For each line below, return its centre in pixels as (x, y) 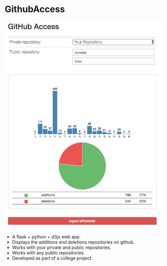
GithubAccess (35, 9)
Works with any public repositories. (48, 253)
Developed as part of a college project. (52, 258)
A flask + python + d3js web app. (46, 237)
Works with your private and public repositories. (61, 247)
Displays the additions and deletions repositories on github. (73, 242)
